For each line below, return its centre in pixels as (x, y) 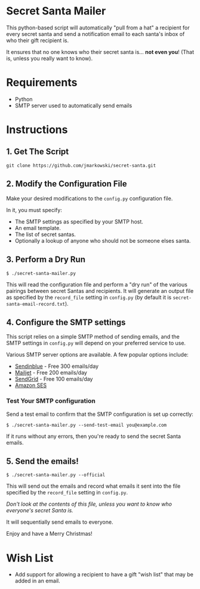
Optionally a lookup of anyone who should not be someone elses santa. (103, 240)
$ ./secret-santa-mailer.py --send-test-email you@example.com (87, 425)
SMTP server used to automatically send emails (73, 105)
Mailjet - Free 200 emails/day (51, 373)
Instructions (37, 130)
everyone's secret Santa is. (40, 511)
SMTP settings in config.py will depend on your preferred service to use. (96, 343)
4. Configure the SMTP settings (66, 322)
